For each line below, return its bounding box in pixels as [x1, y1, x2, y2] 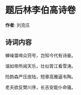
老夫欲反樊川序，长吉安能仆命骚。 [5, 84, 76, 90]
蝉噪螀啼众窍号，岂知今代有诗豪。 [5, 52, 76, 58]
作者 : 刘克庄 [5, 22, 30, 28]
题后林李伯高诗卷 [5, 4, 76, 16]
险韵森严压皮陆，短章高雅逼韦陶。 [5, 73, 76, 79]
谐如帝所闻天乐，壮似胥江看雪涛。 [5, 63, 76, 69]
